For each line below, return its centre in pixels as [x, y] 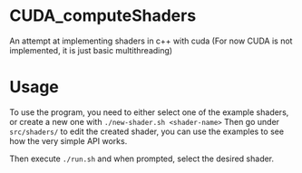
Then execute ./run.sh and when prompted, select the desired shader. [142, 159]
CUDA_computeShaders [103, 16]
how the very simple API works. [68, 140]
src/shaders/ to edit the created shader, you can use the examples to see [146, 131]
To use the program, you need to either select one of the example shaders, [149, 112]
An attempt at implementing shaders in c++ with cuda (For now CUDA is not [151, 41]
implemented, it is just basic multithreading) [91, 50]
